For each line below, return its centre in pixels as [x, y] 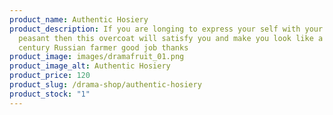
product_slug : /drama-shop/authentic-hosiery [105, 85]
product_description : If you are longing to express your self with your [166, 29]
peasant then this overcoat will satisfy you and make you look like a [171, 38]
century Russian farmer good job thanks [103, 47]
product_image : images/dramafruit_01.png [97, 57]
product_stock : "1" [50, 94]
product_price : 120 [50, 76]
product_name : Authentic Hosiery [79, 19]
